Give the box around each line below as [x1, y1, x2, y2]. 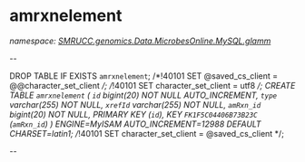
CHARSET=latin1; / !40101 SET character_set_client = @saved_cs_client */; [9, 128, 284, 138]
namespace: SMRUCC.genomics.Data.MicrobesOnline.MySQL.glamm [9, 35, 271, 46]
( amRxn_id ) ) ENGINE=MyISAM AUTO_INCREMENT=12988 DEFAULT [9, 119, 261, 129]
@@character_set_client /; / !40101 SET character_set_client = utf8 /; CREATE [9, 80, 296, 91]
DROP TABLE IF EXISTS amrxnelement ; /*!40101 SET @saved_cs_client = [9, 70, 279, 81]
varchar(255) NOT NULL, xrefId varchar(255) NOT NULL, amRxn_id [9, 99, 261, 110]
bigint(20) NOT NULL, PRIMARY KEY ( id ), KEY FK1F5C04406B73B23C [9, 109, 258, 119]
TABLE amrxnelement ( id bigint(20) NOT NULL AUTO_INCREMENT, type [9, 90, 278, 100]
